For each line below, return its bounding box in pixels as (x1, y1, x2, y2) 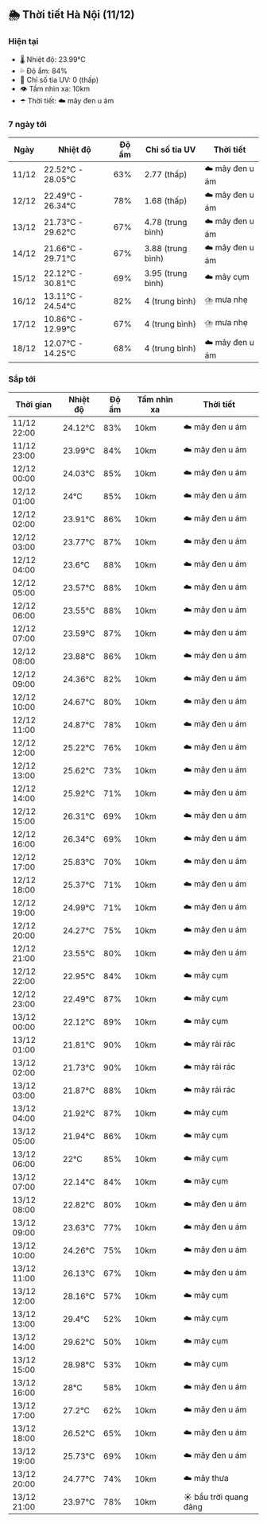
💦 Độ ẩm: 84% (19, 66, 68, 76)
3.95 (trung (144, 267, 188, 278)
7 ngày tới (8, 118, 48, 130)
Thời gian (15, 399, 52, 410)
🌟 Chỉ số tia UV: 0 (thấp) (19, 75, 99, 84)
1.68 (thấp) (144, 196, 188, 207)
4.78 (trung (144, 217, 188, 228)
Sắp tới (8, 374, 36, 385)
